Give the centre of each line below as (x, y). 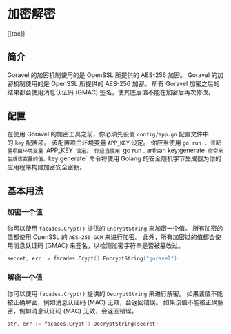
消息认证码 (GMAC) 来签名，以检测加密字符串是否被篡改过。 (99, 246)
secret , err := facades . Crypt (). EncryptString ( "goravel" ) (92, 259)
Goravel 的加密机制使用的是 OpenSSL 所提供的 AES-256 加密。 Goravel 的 (112, 75)
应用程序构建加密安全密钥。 (47, 167)
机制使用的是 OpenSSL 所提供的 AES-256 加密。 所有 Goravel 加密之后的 (116, 83)
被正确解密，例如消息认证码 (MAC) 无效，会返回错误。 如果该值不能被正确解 (115, 302)
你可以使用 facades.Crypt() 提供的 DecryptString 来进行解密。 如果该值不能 (115, 294)
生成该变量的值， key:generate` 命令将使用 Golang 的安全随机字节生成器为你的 (114, 158)
